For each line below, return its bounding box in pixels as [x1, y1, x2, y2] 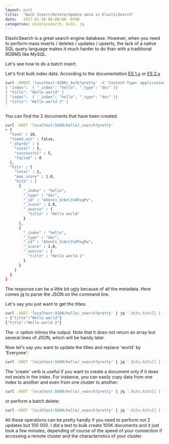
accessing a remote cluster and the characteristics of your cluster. [5, 433, 143, 439]
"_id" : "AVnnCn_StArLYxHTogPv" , [23, 197, 94, 203]
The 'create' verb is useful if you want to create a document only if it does [5, 368, 158, 375]
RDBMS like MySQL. [5, 51, 47, 57]
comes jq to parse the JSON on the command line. [5, 291, 110, 297]
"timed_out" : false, [10, 137, 55, 142]
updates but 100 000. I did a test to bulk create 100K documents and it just [5, 422, 159, 428]
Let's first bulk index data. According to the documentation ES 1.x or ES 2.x [5, 71, 160, 77]
